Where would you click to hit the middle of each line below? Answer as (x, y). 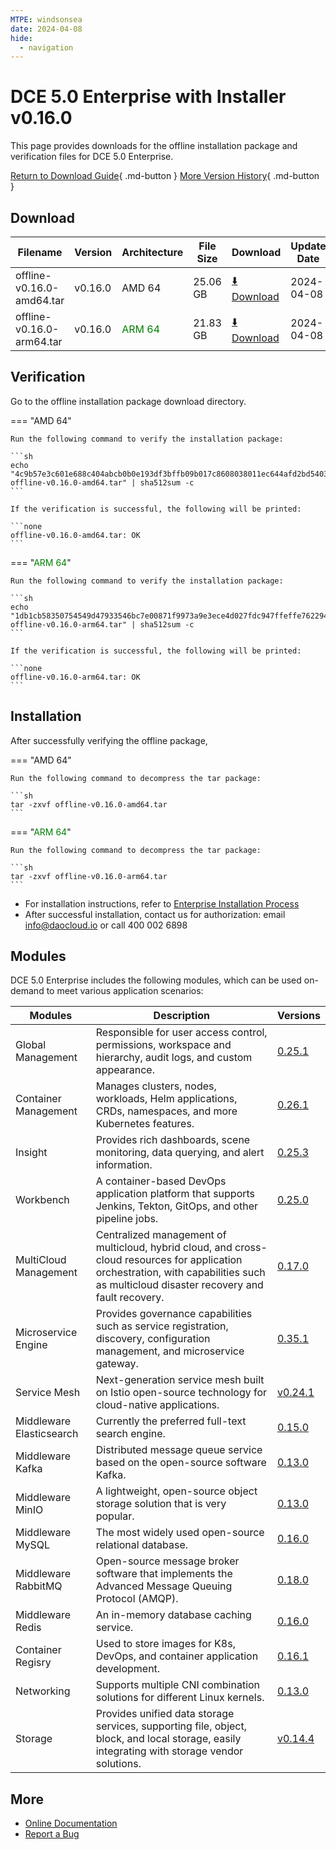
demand (27, 991)
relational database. (142, 1545)
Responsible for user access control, (181, 1033)
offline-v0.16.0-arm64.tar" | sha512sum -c (102, 624)
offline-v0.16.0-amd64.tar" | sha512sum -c (102, 482)
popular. (115, 1516)
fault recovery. (130, 1298)
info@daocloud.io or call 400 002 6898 (106, 925)
